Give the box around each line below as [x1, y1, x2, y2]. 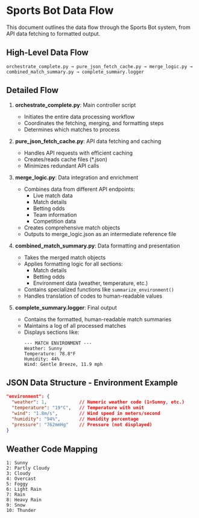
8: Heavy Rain [6, 497, 42, 503]
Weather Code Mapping [6, 444, 98, 454]
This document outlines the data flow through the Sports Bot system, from [6, 24, 191, 31]
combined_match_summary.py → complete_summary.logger [6, 69, 145, 75]
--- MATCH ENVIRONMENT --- [24, 340, 92, 346]
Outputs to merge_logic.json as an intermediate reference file [24, 230, 177, 237]
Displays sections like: [24, 328, 80, 336]
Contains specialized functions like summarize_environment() [24, 286, 174, 293]
